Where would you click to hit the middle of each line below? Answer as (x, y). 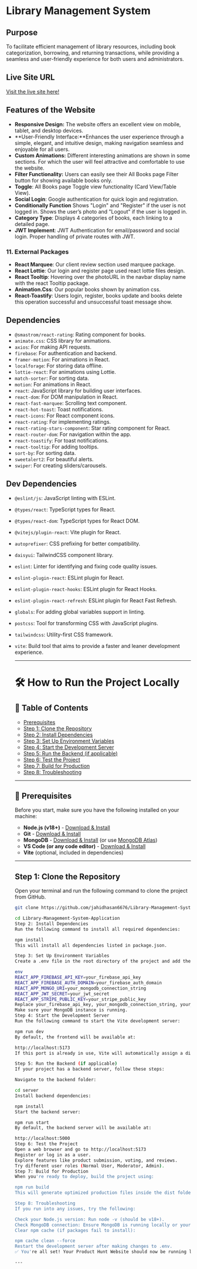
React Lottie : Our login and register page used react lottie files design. (100, 271)
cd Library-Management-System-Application (67, 919)
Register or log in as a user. (53, 1155)
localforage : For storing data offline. (59, 366)
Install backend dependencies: (53, 1096)
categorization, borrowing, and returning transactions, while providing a (93, 53)
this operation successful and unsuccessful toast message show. (93, 302)
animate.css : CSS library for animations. (63, 340)
